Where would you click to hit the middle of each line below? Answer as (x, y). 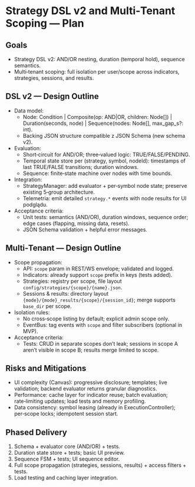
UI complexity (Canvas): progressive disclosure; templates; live (90, 382)
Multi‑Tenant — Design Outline (63, 248)
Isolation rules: (32, 312)
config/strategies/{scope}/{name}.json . (72, 287)
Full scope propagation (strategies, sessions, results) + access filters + (100, 465)
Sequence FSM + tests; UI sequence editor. (67, 459)
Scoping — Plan (45, 23)
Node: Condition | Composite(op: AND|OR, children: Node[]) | (97, 117)
